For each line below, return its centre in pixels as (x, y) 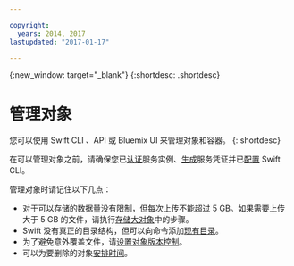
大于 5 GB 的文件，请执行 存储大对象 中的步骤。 (108, 220)
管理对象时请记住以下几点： (60, 189)
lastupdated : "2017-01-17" (59, 42)
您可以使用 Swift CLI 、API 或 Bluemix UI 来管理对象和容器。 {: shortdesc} (145, 140)
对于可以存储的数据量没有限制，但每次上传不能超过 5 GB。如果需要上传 (154, 208)
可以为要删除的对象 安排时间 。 (77, 253)
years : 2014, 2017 (52, 33)
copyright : (29, 25)
